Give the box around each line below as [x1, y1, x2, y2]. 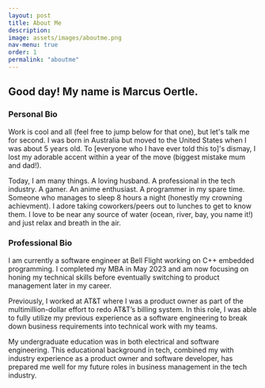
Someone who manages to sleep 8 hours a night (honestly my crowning [8, 192, 243, 202]
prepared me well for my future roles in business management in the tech [8, 362, 248, 371]
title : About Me [8, 19, 62, 27]
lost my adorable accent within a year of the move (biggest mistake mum [8, 152, 246, 162]
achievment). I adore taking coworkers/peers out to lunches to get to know [8, 201, 252, 211]
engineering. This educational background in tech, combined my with [8, 345, 235, 355]
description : [8, 26, 51, 34]
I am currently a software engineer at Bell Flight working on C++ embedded [8, 255, 255, 265]
